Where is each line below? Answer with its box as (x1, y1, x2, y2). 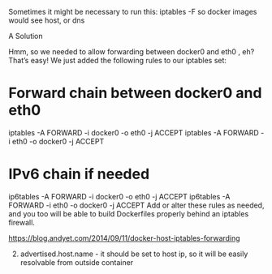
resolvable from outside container (19, 257, 134, 267)
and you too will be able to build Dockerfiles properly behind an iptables (8, 208, 249, 218)
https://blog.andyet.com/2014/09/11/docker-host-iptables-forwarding (8, 233, 241, 242)
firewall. (8, 217, 35, 227)
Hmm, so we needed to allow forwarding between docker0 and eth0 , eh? (8, 47, 255, 56)
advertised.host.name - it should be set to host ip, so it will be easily (19, 249, 248, 259)
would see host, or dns (8, 15, 85, 25)
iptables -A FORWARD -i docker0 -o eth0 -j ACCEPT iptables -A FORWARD (8, 127, 260, 137)
